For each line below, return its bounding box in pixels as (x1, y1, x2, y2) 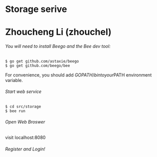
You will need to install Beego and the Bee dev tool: (5, 43, 111, 49)
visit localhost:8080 (5, 134, 46, 140)
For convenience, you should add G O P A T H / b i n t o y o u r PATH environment (5, 71, 152, 78)
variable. (5, 77, 23, 83)
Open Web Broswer (5, 119, 45, 125)
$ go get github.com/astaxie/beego (5, 58, 79, 63)
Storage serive (5, 3, 67, 15)
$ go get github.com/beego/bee (5, 63, 70, 68)
